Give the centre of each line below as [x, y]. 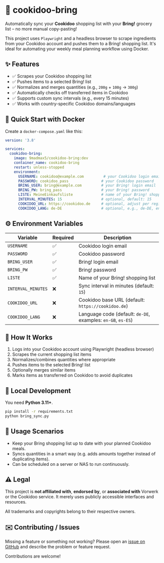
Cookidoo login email [102, 246]
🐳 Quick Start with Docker [45, 120]
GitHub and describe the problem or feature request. [58, 547]
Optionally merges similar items [44, 370]
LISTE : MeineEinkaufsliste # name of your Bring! [82, 195]
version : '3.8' [20, 140]
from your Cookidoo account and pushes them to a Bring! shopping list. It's [81, 43]
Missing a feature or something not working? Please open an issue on [75, 541]
